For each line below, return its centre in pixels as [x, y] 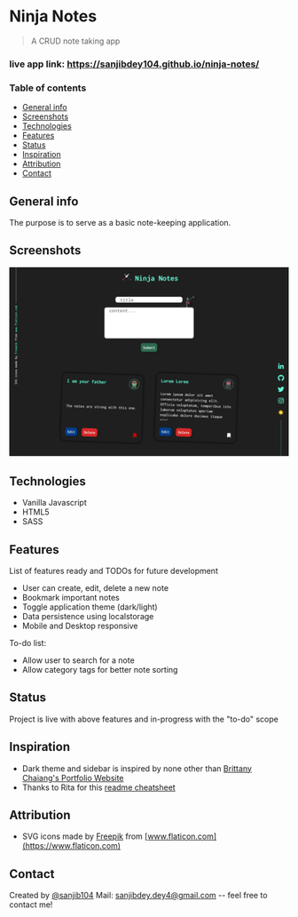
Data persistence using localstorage [88, 616]
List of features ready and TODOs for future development [114, 571]
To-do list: [28, 643]
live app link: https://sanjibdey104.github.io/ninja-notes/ [134, 64]
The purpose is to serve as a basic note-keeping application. [120, 222]
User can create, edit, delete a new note [95, 588]
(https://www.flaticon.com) [71, 846]
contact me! [31, 905]
